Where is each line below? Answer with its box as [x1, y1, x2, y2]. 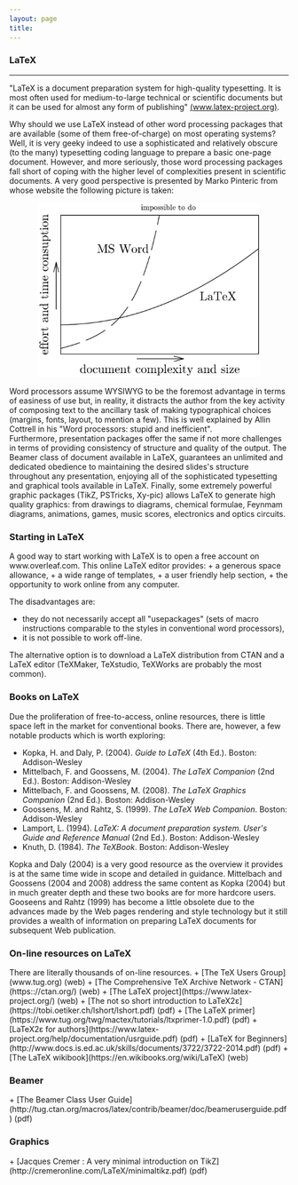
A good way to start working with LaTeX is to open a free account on [9, 551, 260, 561]
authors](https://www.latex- [57, 1023, 160, 1034]
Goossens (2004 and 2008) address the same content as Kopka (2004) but [9, 878, 286, 888]
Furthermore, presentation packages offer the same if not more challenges [9, 433, 282, 444]
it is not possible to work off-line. [21, 632, 143, 643]
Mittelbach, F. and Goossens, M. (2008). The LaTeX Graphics [21, 784, 247, 795]
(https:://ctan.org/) [9, 986, 77, 997]
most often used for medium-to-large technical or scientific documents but [9, 91, 284, 102]
